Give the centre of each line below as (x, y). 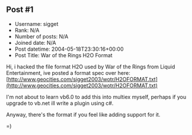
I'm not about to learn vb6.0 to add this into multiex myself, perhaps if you (96, 97)
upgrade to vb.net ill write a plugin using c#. (60, 103)
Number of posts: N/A (41, 36)
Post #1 (20, 10)
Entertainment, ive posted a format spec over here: (68, 73)
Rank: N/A (27, 30)
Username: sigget (36, 24)
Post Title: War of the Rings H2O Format (63, 55)
